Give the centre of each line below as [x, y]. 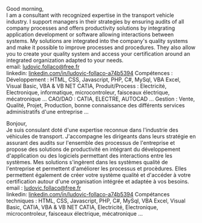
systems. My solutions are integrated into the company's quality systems [97, 41]
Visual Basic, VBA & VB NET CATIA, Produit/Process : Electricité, [86, 86]
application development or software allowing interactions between [90, 35]
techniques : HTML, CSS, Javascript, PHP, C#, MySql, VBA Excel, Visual [96, 201]
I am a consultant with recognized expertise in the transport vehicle [90, 15]
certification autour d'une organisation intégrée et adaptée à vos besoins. [98, 181]
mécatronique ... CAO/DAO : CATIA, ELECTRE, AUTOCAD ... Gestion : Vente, [101, 99]
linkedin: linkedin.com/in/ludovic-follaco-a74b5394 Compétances [88, 194]
